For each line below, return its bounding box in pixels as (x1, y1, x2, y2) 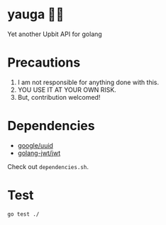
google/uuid (17, 141, 53, 149)
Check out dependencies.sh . (7, 162, 89, 171)
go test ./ (7, 210, 40, 218)
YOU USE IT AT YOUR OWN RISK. (17, 85, 117, 94)
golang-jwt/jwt (17, 149, 61, 157)
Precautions (7, 54, 81, 71)
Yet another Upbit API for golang (7, 30, 103, 38)
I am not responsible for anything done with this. (17, 78, 160, 86)
